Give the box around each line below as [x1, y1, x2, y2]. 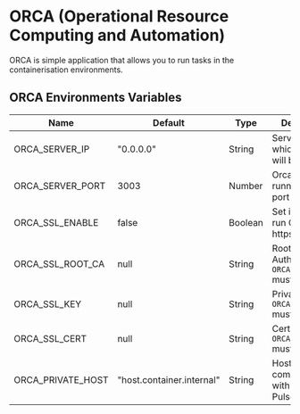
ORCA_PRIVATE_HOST [13, 373, 109, 385]
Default [153, 116, 185, 128]
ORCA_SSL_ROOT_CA [13, 257, 105, 269]
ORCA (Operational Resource [9, 6, 229, 27]
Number [229, 179, 263, 192]
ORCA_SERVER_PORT [13, 179, 106, 192]
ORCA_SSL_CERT [13, 332, 87, 344]
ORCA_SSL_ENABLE [13, 216, 99, 228]
